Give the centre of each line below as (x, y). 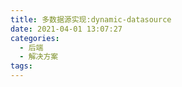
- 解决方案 (39, 57)
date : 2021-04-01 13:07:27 (66, 29)
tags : (21, 66)
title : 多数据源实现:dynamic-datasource (91, 19)
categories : (35, 38)
